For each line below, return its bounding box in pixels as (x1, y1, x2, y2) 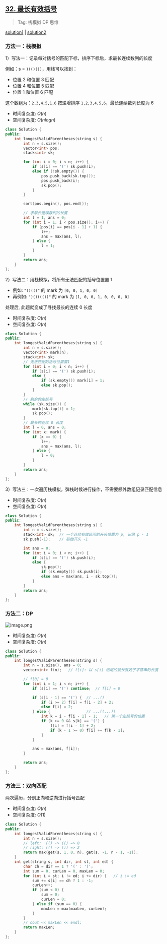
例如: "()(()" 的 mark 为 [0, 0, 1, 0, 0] (12, 287, 98, 293)
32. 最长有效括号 (5, 5, 57, 14)
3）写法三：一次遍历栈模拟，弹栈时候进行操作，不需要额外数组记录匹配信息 (5, 486, 162, 492)
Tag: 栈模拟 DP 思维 (17, 19, 59, 25)
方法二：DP (5, 610, 33, 617)
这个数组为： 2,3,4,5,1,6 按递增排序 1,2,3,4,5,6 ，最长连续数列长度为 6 (5, 100, 154, 106)
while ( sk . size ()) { (23, 401, 66, 407)
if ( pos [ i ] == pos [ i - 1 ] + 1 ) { (32, 224, 103, 229)
